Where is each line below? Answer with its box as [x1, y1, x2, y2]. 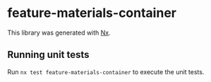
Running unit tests [7, 49, 90, 61]
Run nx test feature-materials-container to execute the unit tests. [7, 67, 205, 76]
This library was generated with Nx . [7, 28, 111, 37]
